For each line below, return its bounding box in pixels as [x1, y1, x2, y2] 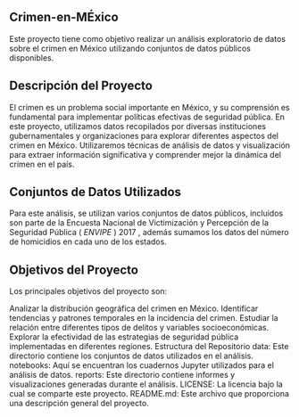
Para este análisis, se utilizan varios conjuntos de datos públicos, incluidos [9, 208, 284, 219]
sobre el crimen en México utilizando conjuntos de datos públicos [9, 43, 252, 53]
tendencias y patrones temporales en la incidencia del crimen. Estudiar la [9, 313, 278, 323]
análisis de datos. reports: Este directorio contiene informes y [9, 370, 236, 380]
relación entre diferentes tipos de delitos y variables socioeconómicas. [9, 323, 270, 333]
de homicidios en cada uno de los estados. [9, 236, 167, 247]
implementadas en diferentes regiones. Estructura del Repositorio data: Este [9, 341, 289, 352]
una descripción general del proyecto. [9, 398, 149, 409]
